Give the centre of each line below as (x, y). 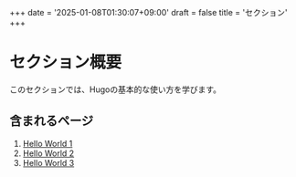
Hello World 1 (48, 143)
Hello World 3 (48, 162)
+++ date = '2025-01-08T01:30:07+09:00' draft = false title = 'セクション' (148, 12)
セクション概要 (66, 62)
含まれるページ (52, 121)
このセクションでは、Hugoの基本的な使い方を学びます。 (116, 89)
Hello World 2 (48, 153)
